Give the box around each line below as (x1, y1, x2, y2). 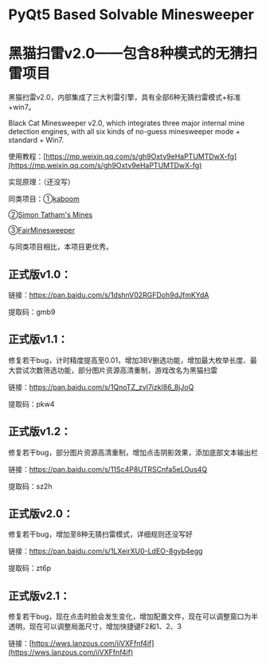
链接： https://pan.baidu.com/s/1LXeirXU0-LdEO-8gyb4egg (8, 546, 203, 556)
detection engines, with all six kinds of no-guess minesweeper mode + (8, 127, 241, 136)
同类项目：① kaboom (8, 194, 80, 204)
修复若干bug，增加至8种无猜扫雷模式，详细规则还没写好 (8, 529, 194, 539)
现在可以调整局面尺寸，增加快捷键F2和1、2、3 (29, 622, 182, 632)
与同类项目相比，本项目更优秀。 (8, 242, 113, 252)
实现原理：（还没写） (8, 177, 75, 187)
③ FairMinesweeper (8, 226, 76, 235)
